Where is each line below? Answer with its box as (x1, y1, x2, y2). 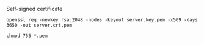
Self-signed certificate (6, 5, 63, 12)
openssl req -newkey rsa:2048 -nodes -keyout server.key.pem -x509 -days (6, 17, 199, 23)
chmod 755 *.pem (6, 33, 48, 39)
